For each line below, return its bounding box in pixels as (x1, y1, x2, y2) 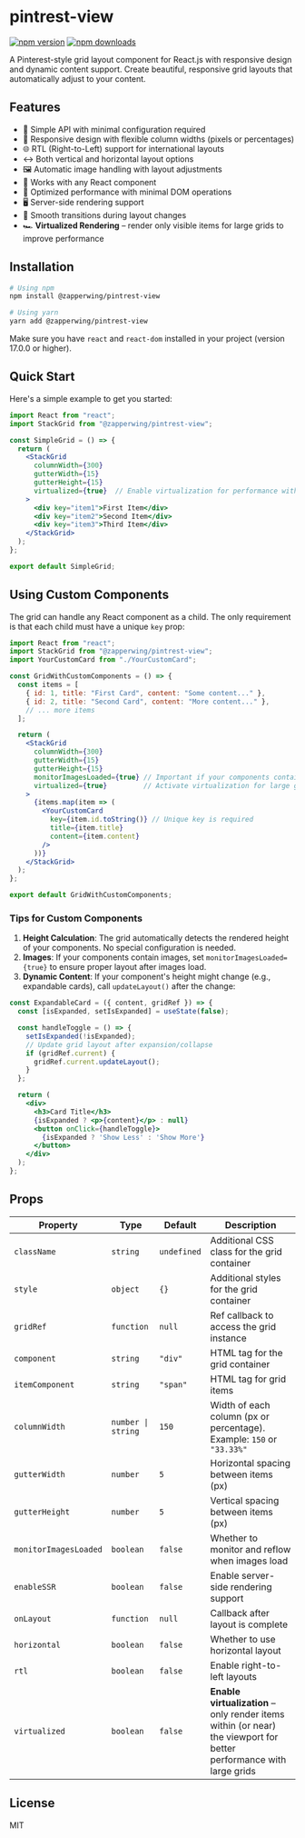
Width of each (210, 1398, 271, 1411)
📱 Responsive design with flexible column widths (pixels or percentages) (22, 134, 295, 145)
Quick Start (9, 369, 75, 385)
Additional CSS (210, 1234, 274, 1246)
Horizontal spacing (210, 1456, 291, 1469)
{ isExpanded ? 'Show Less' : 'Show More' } (42, 1133, 205, 1142)
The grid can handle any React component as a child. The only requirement (9, 611, 291, 622)
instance (210, 1332, 247, 1344)
